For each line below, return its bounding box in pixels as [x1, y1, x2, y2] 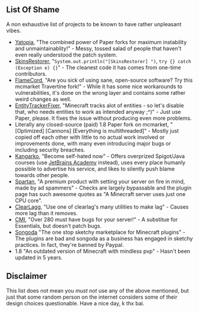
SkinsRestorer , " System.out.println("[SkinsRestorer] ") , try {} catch [14, 57, 191, 64]
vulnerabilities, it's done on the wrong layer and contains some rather [14, 89, 186, 96]
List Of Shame [6, 5, 60, 15]
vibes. [6, 27, 22, 34]
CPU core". [14, 197, 43, 204]
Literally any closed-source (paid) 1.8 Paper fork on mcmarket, [14, 120, 169, 128]
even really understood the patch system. [14, 51, 118, 58]
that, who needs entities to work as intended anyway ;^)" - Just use [14, 108, 181, 115]
